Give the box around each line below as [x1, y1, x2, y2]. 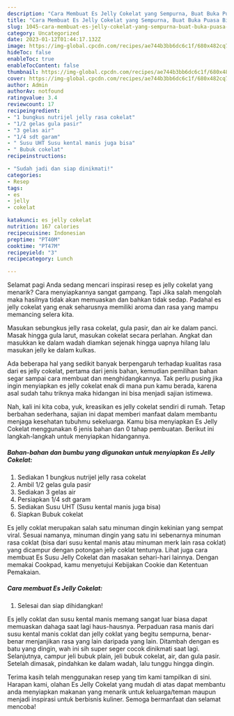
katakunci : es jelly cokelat [7, 217, 92, 224]
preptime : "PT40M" [7, 236, 61, 243]
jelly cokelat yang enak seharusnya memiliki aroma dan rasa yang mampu [7, 303, 219, 311]
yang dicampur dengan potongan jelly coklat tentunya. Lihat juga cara [7, 546, 208, 554]
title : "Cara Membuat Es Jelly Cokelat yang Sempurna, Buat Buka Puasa [7, 17, 219, 24]
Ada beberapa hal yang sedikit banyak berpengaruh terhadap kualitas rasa [7, 359, 221, 368]
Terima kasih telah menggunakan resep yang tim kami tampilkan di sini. [7, 673, 212, 681]
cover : [7, 75, 26, 82]
